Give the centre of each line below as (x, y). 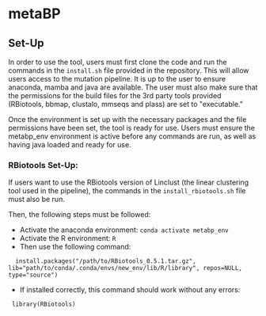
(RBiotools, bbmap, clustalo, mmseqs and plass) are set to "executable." (126, 104)
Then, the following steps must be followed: (80, 215)
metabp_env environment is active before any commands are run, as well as (132, 136)
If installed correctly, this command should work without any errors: (130, 290)
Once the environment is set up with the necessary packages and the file (127, 119)
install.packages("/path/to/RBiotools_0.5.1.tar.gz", (106, 261)
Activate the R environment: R (68, 238)
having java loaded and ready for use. (70, 145)
